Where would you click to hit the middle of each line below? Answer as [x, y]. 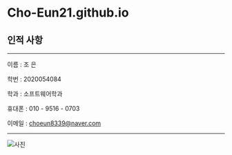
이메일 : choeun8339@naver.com [54, 123]
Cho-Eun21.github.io [68, 13]
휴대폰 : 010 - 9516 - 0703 [43, 108]
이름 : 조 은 [22, 64]
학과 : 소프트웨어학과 [35, 94]
